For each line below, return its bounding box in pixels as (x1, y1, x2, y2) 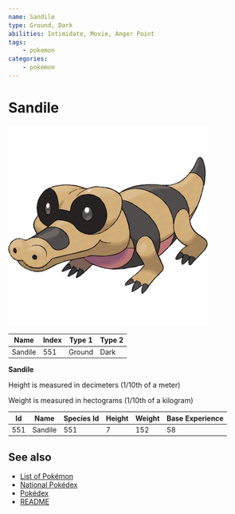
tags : (8, 38, 26, 46)
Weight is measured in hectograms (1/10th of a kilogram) (8, 396, 194, 405)
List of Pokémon (19, 472, 74, 481)
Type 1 (69, 335, 93, 345)
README (19, 497, 50, 507)
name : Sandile (8, 13, 56, 21)
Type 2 (100, 335, 124, 345)
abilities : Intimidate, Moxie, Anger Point (8, 30, 155, 38)
